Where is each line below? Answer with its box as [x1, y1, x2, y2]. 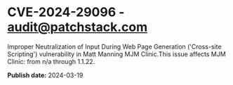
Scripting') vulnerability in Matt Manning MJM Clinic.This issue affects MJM [7, 50, 226, 58]
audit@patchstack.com [7, 19, 148, 35]
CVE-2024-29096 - [7, 4, 125, 20]
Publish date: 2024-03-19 [7, 71, 84, 79]
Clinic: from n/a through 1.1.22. [7, 57, 95, 65]
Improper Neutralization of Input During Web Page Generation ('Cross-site [7, 42, 222, 51]
